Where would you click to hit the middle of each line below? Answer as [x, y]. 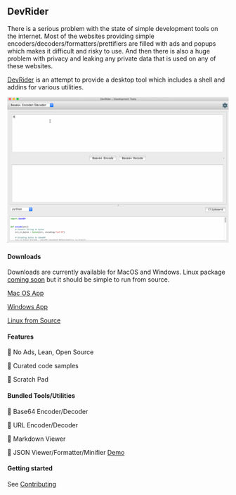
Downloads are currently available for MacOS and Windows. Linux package [117, 272]
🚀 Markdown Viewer [37, 439]
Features [20, 337]
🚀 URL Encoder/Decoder [43, 425]
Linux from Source [34, 320]
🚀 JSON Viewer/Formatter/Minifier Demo [66, 452]
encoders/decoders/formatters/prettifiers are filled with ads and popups [112, 43]
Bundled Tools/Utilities [41, 396]
